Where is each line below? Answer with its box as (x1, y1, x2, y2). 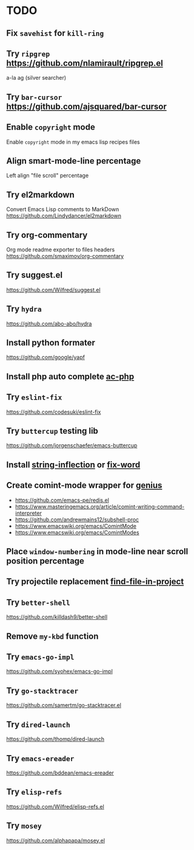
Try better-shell (6, 597, 71, 607)
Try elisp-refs (6, 787, 62, 797)
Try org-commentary (6, 229, 88, 240)
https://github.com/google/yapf (6, 354, 85, 361)
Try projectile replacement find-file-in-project (6, 576, 184, 587)
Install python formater (6, 338, 96, 348)
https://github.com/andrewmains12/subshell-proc (15, 515, 139, 523)
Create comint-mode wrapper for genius (6, 480, 162, 490)
